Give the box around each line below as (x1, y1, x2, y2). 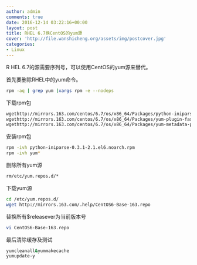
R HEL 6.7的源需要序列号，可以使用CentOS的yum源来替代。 (6, 63, 151, 70)
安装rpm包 (6, 133, 32, 140)
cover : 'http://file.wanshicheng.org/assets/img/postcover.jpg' (6, 36, 167, 42)
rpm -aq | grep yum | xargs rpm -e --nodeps (6, 87, 114, 94)
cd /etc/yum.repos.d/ (6, 196, 59, 202)
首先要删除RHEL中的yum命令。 (6, 76, 81, 83)
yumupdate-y (6, 253, 35, 259)
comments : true (6, 14, 43, 20)
